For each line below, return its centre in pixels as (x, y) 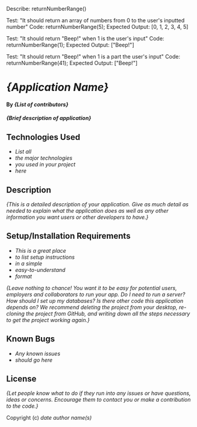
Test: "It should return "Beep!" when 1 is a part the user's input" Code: (93, 56)
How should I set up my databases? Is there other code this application (95, 300)
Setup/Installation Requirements (68, 236)
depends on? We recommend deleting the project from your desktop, (92, 307)
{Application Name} (58, 87)
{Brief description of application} (49, 118)
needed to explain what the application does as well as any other (87, 211)
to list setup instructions (45, 257)
